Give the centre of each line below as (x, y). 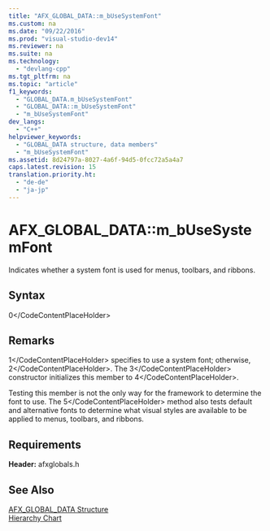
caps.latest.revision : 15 (52, 168)
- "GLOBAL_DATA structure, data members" (87, 144)
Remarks (32, 340)
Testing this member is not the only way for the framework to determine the (135, 393)
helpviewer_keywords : (45, 137)
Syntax (27, 296)
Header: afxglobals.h (44, 464)
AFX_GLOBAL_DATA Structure (59, 509)
